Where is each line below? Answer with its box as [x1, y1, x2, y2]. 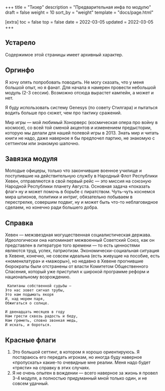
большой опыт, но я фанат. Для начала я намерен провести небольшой [5, 84, 156, 90]
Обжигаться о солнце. [5, 301, 50, 306]
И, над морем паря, [5, 297, 45, 302]
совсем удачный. [12, 381, 49, 387]
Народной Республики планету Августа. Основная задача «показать [5, 183, 150, 189]
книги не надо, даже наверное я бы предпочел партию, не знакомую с [5, 135, 155, 141]
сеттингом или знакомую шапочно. [5, 140, 80, 146]
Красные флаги [5, 336, 56, 344]
